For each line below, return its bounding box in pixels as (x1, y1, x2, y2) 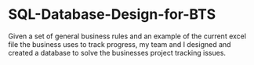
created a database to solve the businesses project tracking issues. (8, 48, 226, 57)
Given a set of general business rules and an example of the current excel (8, 31, 247, 41)
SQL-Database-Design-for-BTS (8, 5, 216, 23)
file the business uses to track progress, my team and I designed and (8, 39, 231, 49)
